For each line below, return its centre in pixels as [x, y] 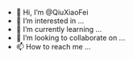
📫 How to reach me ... [53, 47]
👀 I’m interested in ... [50, 21]
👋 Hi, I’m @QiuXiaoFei [52, 12]
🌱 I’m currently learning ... [59, 29]
